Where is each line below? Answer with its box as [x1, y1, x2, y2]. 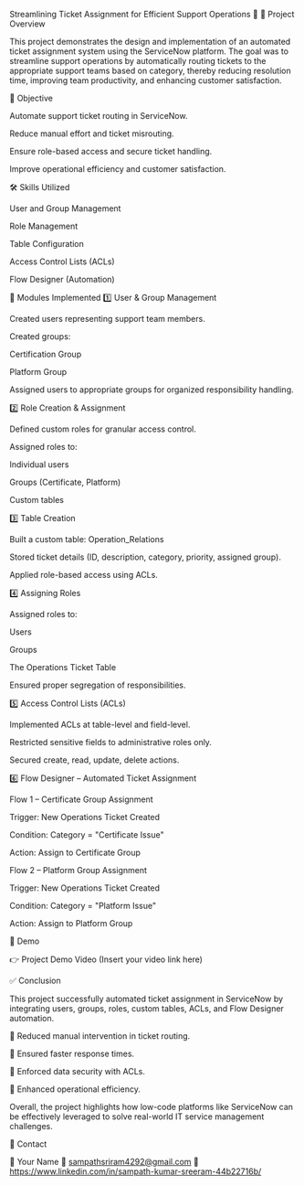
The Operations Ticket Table [9, 662, 117, 672]
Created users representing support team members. [9, 314, 205, 324]
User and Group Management [9, 203, 121, 214]
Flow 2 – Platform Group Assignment [9, 865, 148, 875]
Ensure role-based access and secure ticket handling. [9, 146, 213, 156]
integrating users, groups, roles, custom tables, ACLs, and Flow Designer [9, 1003, 285, 1014]
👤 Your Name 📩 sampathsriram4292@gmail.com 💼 [9, 1157, 199, 1167]
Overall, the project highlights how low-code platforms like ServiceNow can [9, 1102, 294, 1112]
